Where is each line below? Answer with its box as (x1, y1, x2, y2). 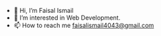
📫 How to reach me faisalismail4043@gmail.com (13, 21, 155, 29)
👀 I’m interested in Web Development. (13, 14, 120, 22)
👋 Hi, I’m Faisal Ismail (13, 7, 74, 14)
